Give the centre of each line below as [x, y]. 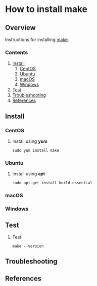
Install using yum [30, 141]
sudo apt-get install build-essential [52, 183]
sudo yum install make [36, 150]
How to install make [46, 9]
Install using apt [29, 174]
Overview [21, 28]
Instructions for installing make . [37, 39]
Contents [17, 52]
